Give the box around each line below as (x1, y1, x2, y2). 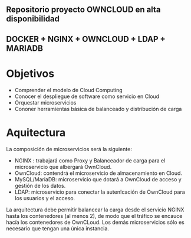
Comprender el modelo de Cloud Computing (14, 86, 123, 93)
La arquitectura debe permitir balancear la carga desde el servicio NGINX (6, 206, 185, 213)
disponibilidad (6, 14, 60, 24)
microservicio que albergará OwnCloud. (14, 163, 112, 170)
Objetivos (6, 67, 55, 80)
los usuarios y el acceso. (14, 194, 75, 201)
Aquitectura (6, 126, 66, 139)
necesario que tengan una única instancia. (6, 224, 109, 232)
